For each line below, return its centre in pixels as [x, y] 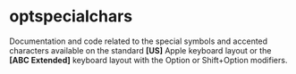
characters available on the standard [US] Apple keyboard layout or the [140, 50]
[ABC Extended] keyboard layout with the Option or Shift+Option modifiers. [148, 60]
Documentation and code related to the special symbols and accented [139, 41]
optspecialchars [71, 16]
